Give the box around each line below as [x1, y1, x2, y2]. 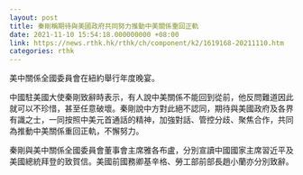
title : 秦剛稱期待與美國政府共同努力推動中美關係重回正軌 [9, 22, 199, 31]
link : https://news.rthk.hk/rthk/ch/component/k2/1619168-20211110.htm [9, 38, 284, 48]
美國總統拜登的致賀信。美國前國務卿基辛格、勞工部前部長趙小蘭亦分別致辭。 [9, 156, 294, 167]
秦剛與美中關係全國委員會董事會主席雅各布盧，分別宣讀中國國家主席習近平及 [9, 145, 294, 156]
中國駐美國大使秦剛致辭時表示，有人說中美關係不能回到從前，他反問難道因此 [9, 92, 294, 103]
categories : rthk [9, 47, 75, 56]
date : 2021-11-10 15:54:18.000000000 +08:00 [9, 30, 179, 39]
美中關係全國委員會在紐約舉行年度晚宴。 [9, 73, 160, 84]
